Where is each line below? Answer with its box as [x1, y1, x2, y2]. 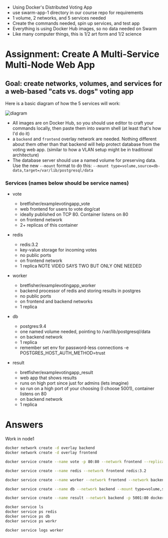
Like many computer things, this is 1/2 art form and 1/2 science [12, 31, 141, 37]
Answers [5, 419, 43, 430]
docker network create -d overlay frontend [5, 450, 97, 456]
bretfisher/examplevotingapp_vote [19, 201, 90, 207]
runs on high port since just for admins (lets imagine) [19, 380, 129, 386]
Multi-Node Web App [5, 59, 95, 71]
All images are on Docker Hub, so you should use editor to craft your [12, 120, 154, 126]
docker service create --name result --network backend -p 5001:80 [5, 495, 149, 501]
